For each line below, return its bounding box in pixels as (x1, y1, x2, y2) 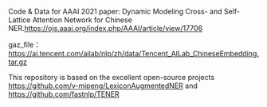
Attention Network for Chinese (32, 15, 133, 25)
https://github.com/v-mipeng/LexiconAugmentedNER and (8, 81, 198, 90)
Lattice (8, 15, 31, 25)
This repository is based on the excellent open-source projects (8, 73, 215, 82)
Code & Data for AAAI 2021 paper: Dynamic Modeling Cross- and (8, 7, 222, 16)
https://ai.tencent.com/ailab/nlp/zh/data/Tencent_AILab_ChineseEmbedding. (8, 49, 259, 58)
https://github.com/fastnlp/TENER (8, 90, 120, 98)
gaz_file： (8, 40, 41, 49)
